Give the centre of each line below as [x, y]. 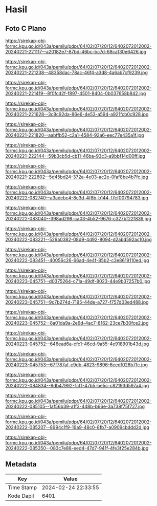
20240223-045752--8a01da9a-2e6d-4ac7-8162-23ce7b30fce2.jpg [77, 323]
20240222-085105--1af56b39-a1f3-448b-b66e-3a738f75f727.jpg [75, 406]
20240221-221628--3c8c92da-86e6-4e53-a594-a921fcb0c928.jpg [77, 114]
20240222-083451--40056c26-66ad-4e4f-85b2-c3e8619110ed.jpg [77, 260]
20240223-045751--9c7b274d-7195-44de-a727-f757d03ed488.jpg [77, 302]
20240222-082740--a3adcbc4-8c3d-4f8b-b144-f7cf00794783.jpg [77, 198]
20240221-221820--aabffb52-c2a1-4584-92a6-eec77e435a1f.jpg [75, 135]
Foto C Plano [26, 29]
